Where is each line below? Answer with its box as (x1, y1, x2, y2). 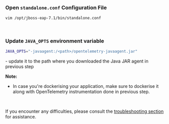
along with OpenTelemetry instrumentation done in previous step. (12, 88, 150, 95)
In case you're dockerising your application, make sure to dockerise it (12, 83, 159, 89)
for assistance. (5, 114, 37, 120)
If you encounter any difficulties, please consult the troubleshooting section (5, 108, 164, 114)
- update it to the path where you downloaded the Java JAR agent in (5, 58, 149, 65)
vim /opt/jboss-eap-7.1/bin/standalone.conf (5, 16, 101, 21)
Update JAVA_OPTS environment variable (5, 38, 104, 45)
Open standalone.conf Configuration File (5, 4, 107, 11)
